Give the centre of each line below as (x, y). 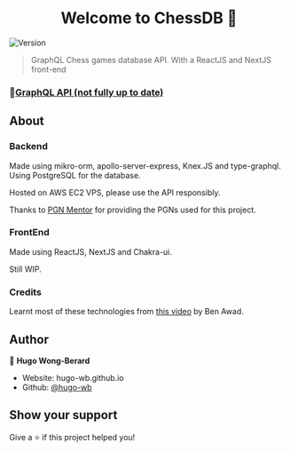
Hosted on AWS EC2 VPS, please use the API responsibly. (115, 192)
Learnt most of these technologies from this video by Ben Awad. (126, 312)
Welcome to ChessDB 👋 (149, 18)
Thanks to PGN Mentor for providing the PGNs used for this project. (133, 210)
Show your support (63, 415)
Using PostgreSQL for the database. (75, 175)
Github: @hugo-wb (57, 387)
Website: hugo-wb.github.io (73, 377)
